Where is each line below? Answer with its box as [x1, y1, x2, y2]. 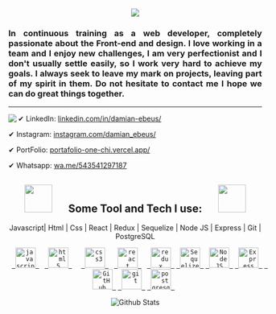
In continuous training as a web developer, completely [8, 28, 262, 39]
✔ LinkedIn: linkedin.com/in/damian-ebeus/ [18, 114, 162, 124]
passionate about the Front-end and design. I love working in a [8, 38, 262, 49]
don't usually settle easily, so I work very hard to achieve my [8, 58, 262, 69]
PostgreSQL [115, 232, 155, 242]
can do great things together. [8, 89, 125, 100]
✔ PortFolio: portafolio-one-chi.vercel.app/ [8, 145, 150, 155]
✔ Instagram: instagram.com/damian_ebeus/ [8, 130, 157, 139]
